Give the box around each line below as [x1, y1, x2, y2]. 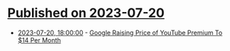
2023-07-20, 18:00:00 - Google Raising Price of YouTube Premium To [17, 28, 223, 37]
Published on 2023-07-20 [7, 5, 165, 21]
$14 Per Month [17, 35, 61, 44]
